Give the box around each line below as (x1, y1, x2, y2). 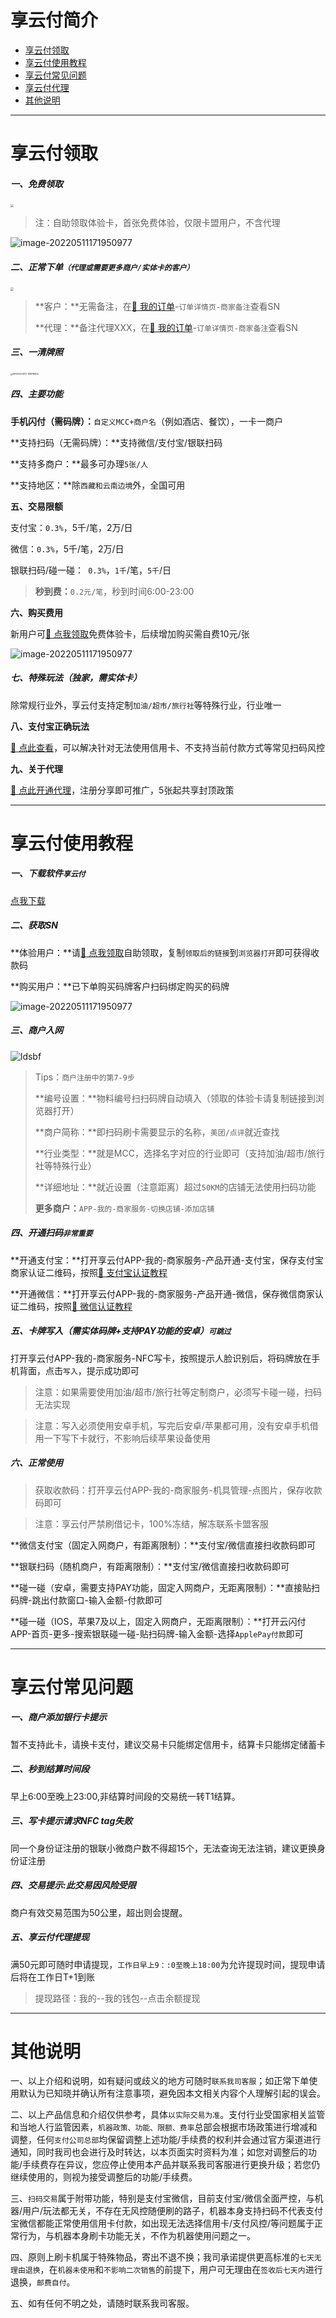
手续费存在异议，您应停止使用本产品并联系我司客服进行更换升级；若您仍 (22, 2159, 321, 2171)
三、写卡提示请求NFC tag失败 (10, 1815, 133, 1827)
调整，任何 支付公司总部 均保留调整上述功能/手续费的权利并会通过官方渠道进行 (10, 2134, 322, 2146)
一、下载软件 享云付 (10, 867, 86, 880)
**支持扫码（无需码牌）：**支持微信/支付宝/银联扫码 (10, 436, 223, 448)
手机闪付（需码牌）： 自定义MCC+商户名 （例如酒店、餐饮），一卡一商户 (10, 415, 283, 427)
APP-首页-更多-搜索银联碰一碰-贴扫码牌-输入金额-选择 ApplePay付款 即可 (10, 1627, 304, 1640)
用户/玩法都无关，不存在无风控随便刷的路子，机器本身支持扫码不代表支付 (22, 2205, 324, 2217)
